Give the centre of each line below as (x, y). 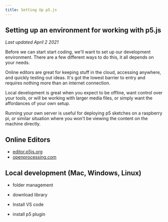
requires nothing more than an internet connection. (58, 83)
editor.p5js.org (27, 152)
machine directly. (23, 124)
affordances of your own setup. (38, 103)
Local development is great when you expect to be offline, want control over (84, 93)
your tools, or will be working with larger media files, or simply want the (79, 98)
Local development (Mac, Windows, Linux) (73, 173)
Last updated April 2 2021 (32, 42)
